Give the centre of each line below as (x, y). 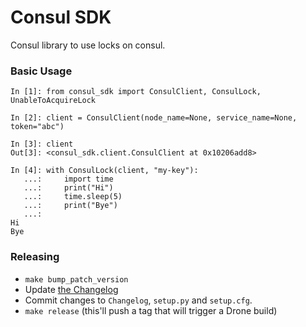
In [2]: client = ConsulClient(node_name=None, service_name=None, (154, 118)
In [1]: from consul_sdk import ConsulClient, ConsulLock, (136, 92)
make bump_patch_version (76, 279)
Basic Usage (41, 71)
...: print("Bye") (70, 206)
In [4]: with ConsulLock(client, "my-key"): (104, 171)
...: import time (68, 179)
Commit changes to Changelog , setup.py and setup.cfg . (138, 300)
